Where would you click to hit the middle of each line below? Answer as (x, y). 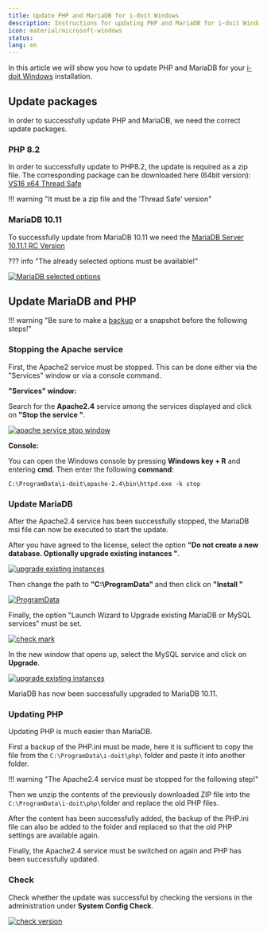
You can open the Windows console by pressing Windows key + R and (124, 461)
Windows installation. (58, 76)
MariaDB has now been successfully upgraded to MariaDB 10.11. (113, 694)
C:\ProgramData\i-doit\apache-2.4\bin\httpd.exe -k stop (104, 484)
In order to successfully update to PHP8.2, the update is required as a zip (128, 167)
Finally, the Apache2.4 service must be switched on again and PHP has (125, 851)
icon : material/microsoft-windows (66, 30)
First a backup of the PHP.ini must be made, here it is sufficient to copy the (131, 747)
